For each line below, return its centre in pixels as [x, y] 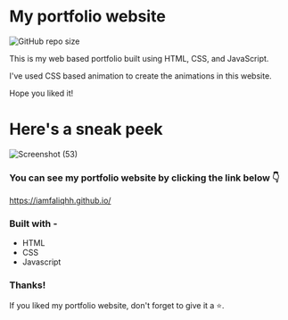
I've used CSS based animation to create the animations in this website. [140, 76]
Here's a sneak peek [86, 129]
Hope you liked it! [41, 93]
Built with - [33, 223]
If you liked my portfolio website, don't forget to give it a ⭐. [117, 305]
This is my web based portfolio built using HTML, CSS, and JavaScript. [139, 58]
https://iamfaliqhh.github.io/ [60, 201]
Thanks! [28, 285]
